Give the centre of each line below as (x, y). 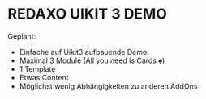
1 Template (37, 68)
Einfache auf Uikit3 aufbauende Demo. (84, 52)
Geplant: (22, 36)
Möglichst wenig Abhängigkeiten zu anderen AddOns (108, 86)
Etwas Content (44, 77)
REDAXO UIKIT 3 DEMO (88, 14)
